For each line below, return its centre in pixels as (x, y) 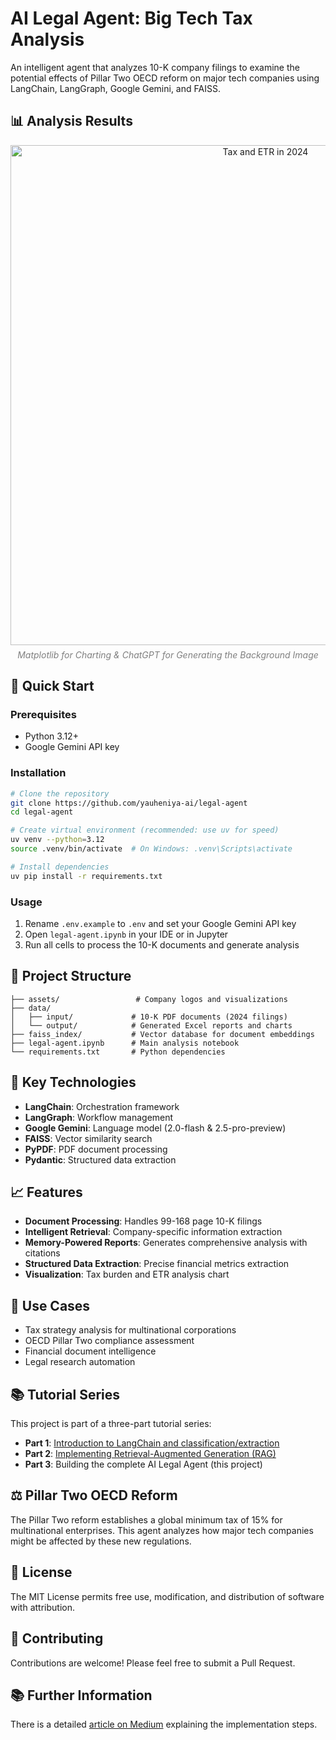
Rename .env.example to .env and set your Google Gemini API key (160, 924)
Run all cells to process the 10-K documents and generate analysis (162, 945)
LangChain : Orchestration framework (102, 1106)
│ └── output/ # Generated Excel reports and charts (151, 1025)
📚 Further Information (81, 1695)
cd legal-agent (42, 812)
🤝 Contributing (57, 1638)
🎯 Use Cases (50, 1305)
